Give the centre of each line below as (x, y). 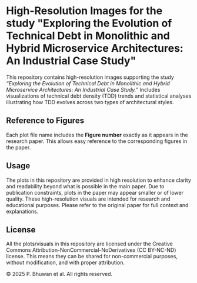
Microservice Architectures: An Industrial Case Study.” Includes (83, 89)
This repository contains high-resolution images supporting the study (90, 77)
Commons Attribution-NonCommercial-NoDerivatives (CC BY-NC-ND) (91, 250)
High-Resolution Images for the (84, 11)
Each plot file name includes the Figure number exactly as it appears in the (97, 135)
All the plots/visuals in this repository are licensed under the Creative (90, 244)
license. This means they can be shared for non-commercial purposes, (92, 257)
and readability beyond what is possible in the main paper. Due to (85, 186)
